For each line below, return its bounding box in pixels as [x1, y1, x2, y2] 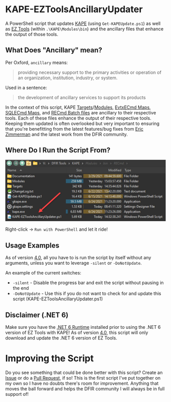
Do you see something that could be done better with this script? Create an [5, 369, 163, 376]
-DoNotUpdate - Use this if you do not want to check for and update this [12, 291, 161, 297]
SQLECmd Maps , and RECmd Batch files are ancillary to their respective [5, 109, 156, 115]
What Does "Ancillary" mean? [5, 46, 103, 54]
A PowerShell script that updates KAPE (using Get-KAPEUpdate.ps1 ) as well [5, 20, 161, 26]
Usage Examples [5, 241, 60, 250]
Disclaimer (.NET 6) [5, 311, 69, 319]
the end [12, 285, 29, 291]
